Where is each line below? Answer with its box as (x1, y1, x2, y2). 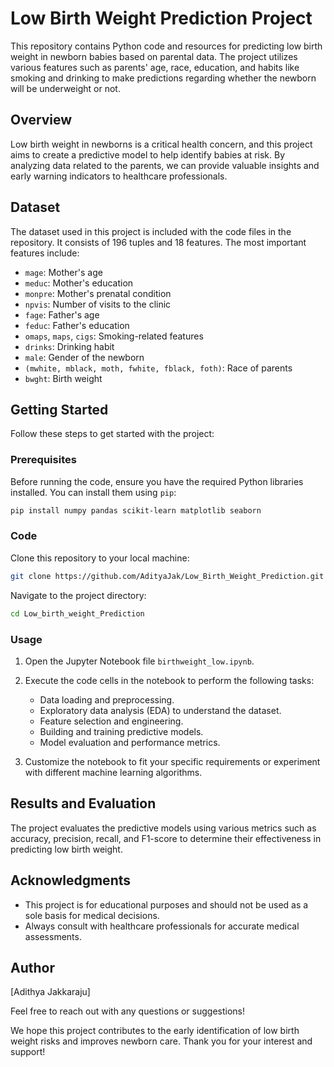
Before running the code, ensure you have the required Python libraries (10, 475, 304, 487)
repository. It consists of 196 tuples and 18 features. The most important (10, 236, 307, 248)
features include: (10, 247, 80, 259)
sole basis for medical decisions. (24, 909, 160, 921)
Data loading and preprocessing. (39, 693, 175, 706)
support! (10, 1046, 46, 1058)
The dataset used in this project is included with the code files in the (10, 225, 292, 237)
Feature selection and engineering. (39, 715, 184, 727)
